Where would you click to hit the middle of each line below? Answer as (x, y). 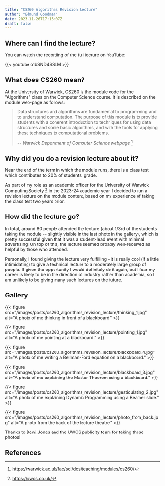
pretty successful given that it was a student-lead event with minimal (75, 239)
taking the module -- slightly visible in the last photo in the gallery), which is (82, 234)
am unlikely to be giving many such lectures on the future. (64, 280)
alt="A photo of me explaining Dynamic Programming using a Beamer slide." (82, 397)
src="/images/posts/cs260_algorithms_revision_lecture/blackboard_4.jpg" (80, 352)
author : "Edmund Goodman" (31, 14)
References (23, 453)
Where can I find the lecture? (50, 43)
